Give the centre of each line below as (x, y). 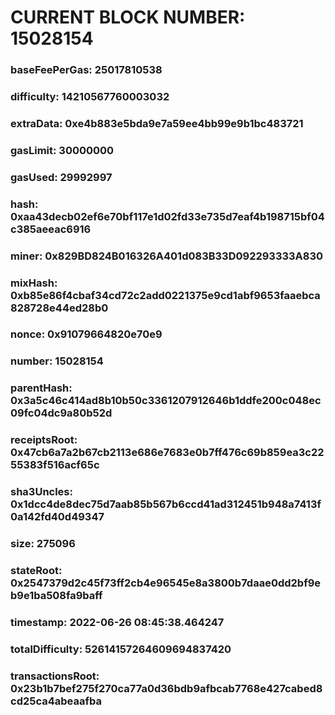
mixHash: (34, 283)
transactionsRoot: (55, 676)
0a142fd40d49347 (57, 517)
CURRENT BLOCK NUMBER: (128, 17)
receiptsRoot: (44, 440)
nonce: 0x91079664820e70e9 (86, 334)
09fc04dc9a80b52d (61, 413)
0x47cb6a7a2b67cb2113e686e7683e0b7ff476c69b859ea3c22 (167, 453)
